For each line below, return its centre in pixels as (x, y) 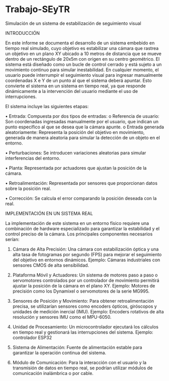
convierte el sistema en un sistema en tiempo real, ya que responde (76, 86)
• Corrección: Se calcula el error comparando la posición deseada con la (81, 198)
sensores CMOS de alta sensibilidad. (51, 265)
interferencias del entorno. (33, 158)
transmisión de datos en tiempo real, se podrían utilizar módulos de (82, 368)
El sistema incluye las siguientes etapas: (47, 106)
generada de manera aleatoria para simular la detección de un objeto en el (83, 137)
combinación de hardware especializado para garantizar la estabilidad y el (82, 228)
